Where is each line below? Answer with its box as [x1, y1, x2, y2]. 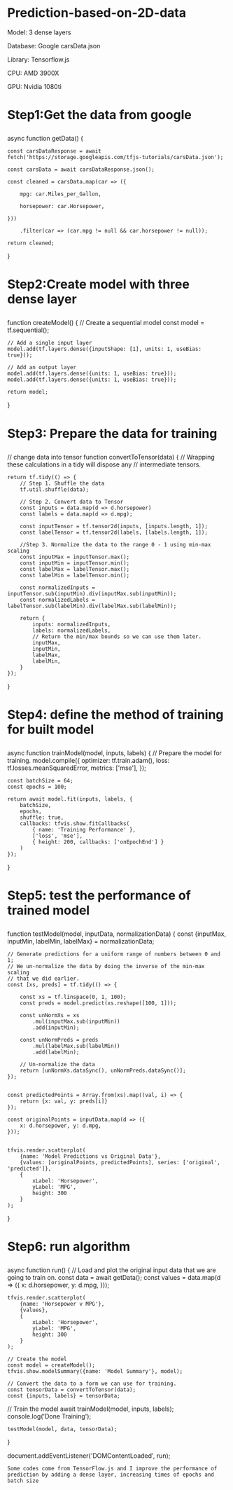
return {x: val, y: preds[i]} [20, 1098, 108, 1105]
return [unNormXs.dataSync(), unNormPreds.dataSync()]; [20, 1067, 187, 1074]
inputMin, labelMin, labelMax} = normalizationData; [7, 937, 155, 945]
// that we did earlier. [7, 975, 80, 982]
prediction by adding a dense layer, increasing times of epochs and [7, 1471, 215, 1479]
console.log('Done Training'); [7, 1412, 92, 1421]
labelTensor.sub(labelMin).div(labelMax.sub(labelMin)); [7, 602, 177, 609]
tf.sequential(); [7, 326, 50, 334]
